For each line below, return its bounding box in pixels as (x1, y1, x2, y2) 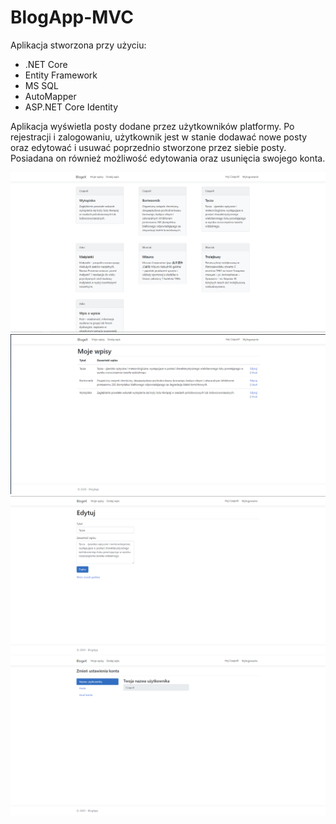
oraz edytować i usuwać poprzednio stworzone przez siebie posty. (10, 141, 287, 153)
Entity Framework (24, 69, 98, 81)
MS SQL (24, 79, 59, 91)
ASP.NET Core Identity (24, 101, 119, 113)
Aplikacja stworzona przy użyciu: (10, 39, 147, 51)
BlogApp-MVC (10, 6, 134, 29)
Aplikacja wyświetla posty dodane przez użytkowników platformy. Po (10, 120, 295, 132)
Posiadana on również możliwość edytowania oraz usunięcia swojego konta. (10, 152, 326, 164)
